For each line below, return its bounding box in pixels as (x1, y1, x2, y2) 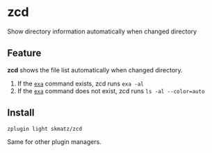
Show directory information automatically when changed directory (7, 27, 197, 35)
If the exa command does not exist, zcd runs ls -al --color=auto (17, 86, 205, 95)
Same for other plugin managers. (7, 137, 102, 146)
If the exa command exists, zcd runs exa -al (17, 79, 145, 88)
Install (7, 107, 35, 119)
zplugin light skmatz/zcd (7, 125, 82, 132)
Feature (7, 47, 42, 59)
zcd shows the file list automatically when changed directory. (7, 65, 183, 74)
